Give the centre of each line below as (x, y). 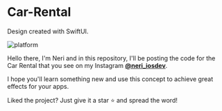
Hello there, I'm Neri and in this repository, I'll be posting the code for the (111, 58)
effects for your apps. (38, 86)
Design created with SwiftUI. (48, 31)
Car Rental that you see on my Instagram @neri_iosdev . (87, 65)
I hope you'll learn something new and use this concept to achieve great (110, 79)
